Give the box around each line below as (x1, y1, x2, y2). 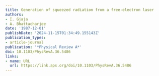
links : (5, 53, 19, 59)
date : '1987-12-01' (5, 26, 46, 31)
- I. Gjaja (5, 16, 28, 21)
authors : (5, 12, 24, 17)
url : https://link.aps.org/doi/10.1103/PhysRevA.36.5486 (10, 63, 132, 68)
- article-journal (5, 40, 44, 45)
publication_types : (5, 35, 46, 40)
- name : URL (5, 58, 30, 63)
